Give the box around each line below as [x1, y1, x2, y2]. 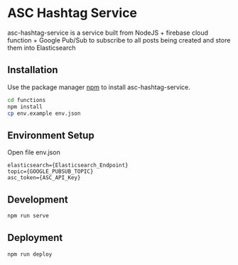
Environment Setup [7, 129, 94, 141]
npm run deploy [7, 250, 53, 258]
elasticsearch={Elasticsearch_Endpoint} [7, 162, 129, 169]
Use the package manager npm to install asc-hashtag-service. [7, 83, 190, 91]
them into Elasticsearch [7, 43, 76, 52]
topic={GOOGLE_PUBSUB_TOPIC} [7, 168, 94, 175]
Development [7, 193, 69, 205]
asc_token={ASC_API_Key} [7, 174, 81, 181]
